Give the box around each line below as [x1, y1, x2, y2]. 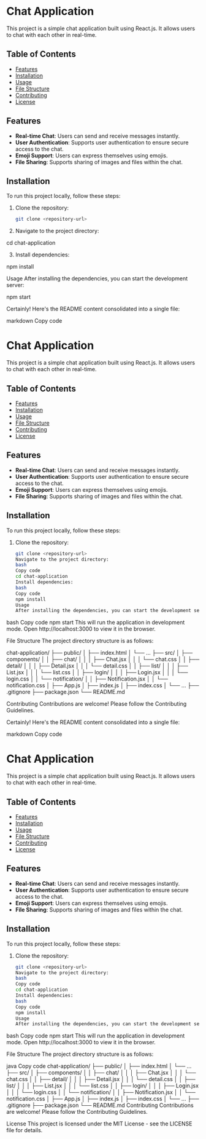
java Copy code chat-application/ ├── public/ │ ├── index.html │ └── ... [6, 1062, 192, 1070]
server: [6, 282, 25, 289]
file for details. [6, 1127, 43, 1134]
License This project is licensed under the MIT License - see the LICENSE [6, 1120, 193, 1127]
